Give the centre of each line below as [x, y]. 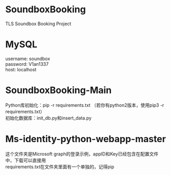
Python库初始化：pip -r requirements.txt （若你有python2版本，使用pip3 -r [85, 105]
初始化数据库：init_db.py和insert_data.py [49, 118]
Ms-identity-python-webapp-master [85, 139]
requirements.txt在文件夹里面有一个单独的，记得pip [60, 167]
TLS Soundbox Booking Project [38, 24]
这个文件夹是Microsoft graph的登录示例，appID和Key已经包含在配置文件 [82, 154]
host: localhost [21, 69]
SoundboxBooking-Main [59, 90]
